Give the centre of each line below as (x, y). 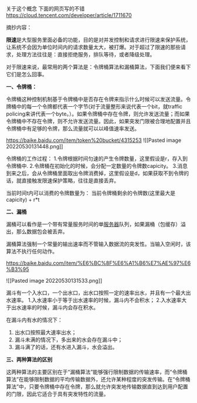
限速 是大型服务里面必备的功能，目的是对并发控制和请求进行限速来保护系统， (98, 40)
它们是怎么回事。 (27, 74)
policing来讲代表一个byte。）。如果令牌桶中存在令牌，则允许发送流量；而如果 (98, 114)
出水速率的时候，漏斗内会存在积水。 (55, 307)
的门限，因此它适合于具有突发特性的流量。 (57, 394)
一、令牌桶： (21, 87)
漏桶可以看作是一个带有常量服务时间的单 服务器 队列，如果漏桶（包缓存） (93, 224)
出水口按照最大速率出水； (45, 332)
